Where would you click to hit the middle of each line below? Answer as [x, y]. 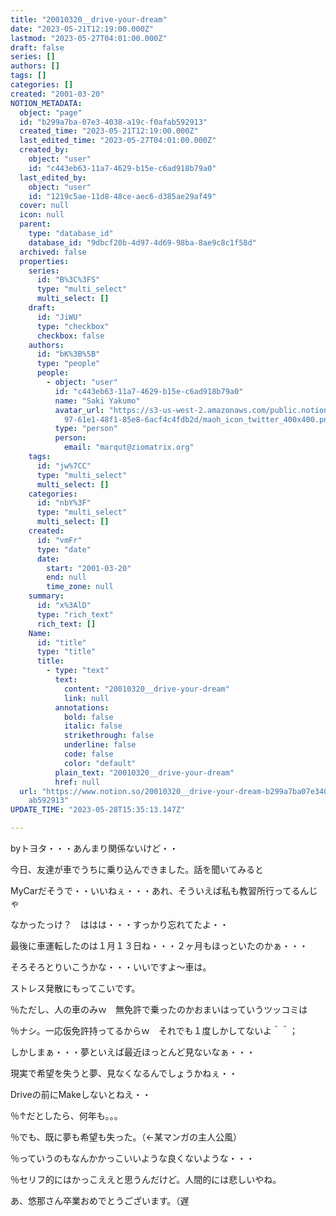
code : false [88, 754]
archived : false [53, 252]
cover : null [44, 206]
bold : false [88, 717]
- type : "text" [78, 671]
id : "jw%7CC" [64, 466]
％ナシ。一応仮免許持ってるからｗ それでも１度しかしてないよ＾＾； [154, 1030]
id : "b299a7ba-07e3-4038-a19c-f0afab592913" [113, 122]
